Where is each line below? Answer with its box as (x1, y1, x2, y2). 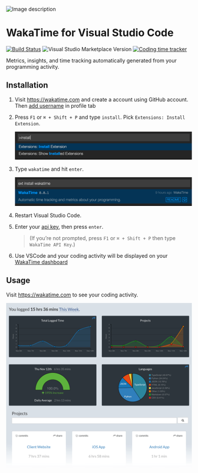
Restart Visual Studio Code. (14, 212, 82, 219)
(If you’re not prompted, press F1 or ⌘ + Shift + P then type (29, 234, 176, 241)
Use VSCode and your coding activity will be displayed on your (14, 252, 168, 259)
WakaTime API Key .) (29, 241, 75, 248)
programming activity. (6, 63, 60, 70)
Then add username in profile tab (14, 102, 96, 109)
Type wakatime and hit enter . (14, 165, 84, 173)
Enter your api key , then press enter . (14, 223, 104, 230)
